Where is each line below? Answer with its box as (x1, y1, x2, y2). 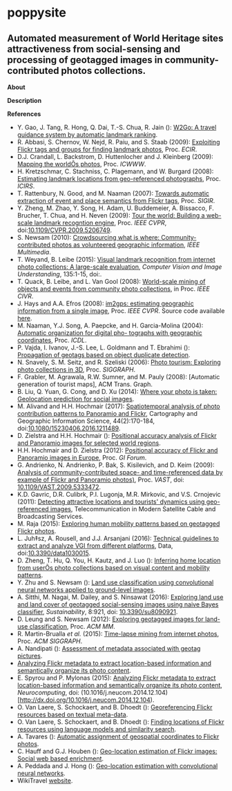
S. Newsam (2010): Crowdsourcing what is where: (17, 234, 160, 241)
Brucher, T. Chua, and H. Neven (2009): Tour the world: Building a (17, 211, 205, 219)
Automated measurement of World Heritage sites (7, 32, 224, 44)
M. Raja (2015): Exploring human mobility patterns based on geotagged (17, 520, 220, 528)
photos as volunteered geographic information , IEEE (51, 240, 200, 249)
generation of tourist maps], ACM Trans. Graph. (17, 380, 153, 388)
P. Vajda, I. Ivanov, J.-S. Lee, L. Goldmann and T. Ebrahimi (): (17, 343, 190, 352)
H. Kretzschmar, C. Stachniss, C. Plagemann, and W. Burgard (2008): (17, 167, 214, 175)
